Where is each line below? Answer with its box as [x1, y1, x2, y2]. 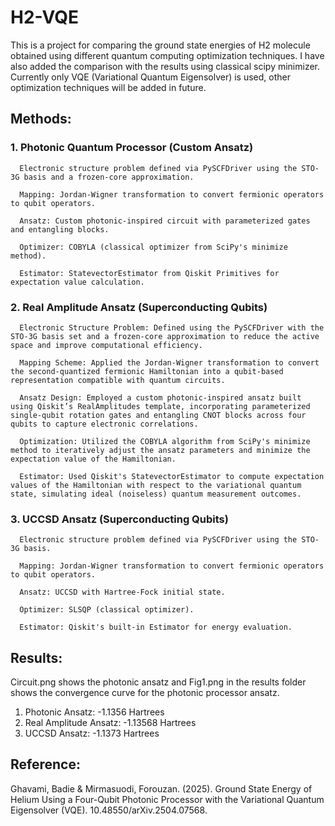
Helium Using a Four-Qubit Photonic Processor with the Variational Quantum [10, 793, 325, 805]
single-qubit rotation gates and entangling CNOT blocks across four [10, 410, 307, 420]
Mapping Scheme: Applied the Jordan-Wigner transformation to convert [19, 357, 320, 368]
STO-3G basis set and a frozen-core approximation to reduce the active [10, 331, 320, 341]
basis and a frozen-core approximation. [23, 172, 195, 182]
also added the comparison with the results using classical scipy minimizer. [10, 60, 321, 72]
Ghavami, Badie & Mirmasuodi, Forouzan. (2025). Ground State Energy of [10, 782, 313, 795]
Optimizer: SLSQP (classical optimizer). [19, 605, 195, 615]
